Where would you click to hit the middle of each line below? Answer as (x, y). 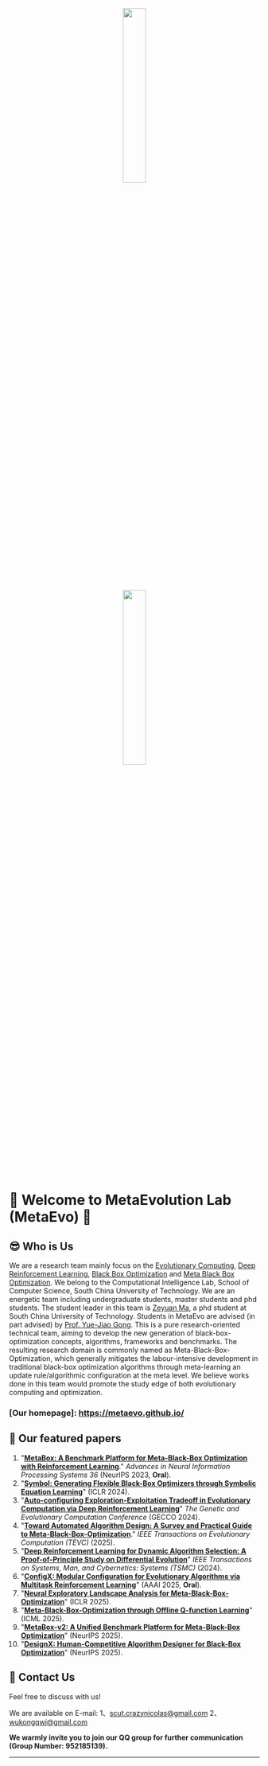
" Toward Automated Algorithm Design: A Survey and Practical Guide (136, 1525)
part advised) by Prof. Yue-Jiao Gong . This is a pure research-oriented (125, 1325)
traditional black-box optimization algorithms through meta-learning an (125, 1367)
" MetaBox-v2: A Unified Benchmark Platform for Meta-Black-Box (130, 1627)
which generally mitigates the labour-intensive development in (156, 1359)
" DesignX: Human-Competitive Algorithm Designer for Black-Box (131, 1643)
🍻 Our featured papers (65, 1439)
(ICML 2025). (42, 1618)
